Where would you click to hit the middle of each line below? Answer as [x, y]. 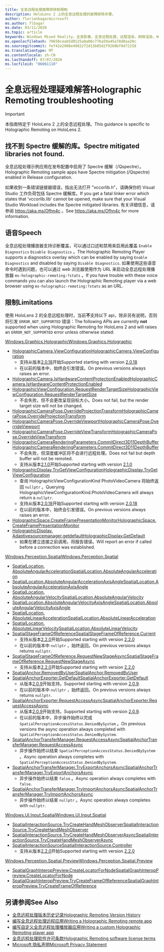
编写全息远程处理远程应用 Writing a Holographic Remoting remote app [82, 921]
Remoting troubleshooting [59, 100]
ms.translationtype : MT [29, 50]
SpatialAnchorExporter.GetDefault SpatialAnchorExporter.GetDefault [80, 678]
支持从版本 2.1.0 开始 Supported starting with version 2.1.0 [76, 464]
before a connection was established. [57, 547]
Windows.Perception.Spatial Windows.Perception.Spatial [62, 556]
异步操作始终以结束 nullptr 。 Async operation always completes [85, 800]
